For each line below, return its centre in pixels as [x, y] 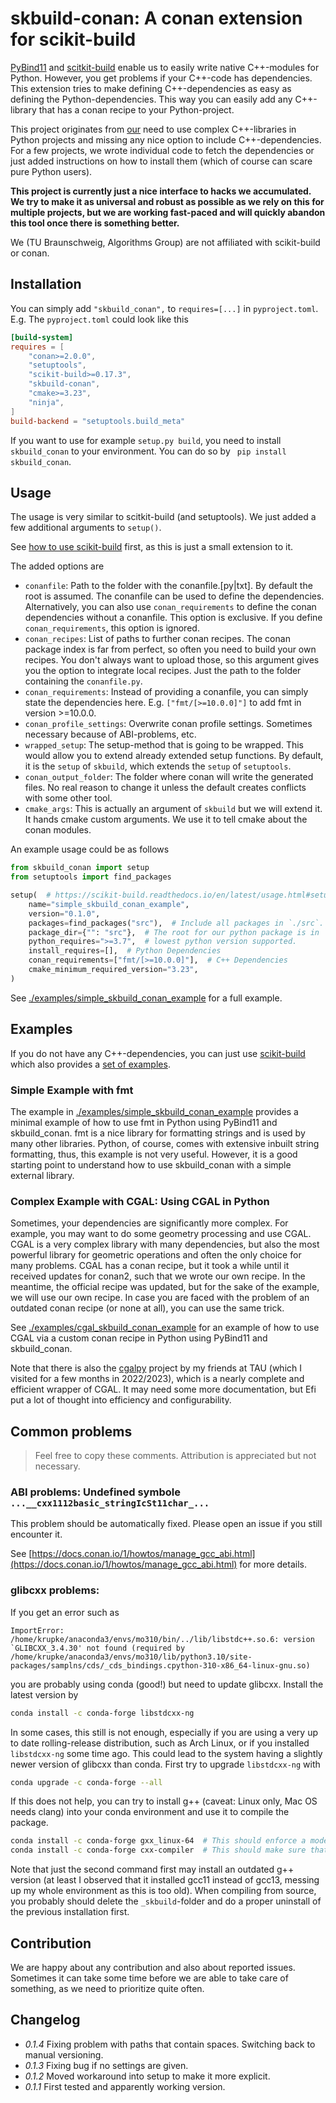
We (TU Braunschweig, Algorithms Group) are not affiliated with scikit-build [165, 242]
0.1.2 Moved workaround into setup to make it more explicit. [147, 2076]
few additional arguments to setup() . [86, 528]
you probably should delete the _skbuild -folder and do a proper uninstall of [166, 1901]
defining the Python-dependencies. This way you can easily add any [151, 99]
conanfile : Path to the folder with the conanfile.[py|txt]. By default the [168, 586]
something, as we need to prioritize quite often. [107, 1988]
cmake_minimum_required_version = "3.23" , [113, 970]
